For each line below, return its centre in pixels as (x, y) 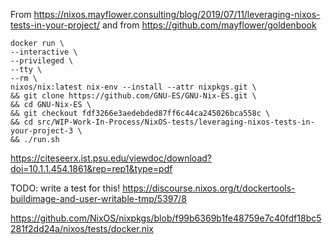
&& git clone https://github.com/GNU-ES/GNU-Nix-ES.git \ (133, 96)
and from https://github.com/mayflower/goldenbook (209, 25)
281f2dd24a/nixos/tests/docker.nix (82, 228)
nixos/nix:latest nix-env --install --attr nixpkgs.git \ (133, 87)
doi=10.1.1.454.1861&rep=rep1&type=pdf (91, 168)
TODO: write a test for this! (65, 188)
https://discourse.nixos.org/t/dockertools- (209, 188)
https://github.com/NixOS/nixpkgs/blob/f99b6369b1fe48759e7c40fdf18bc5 (166, 218)
